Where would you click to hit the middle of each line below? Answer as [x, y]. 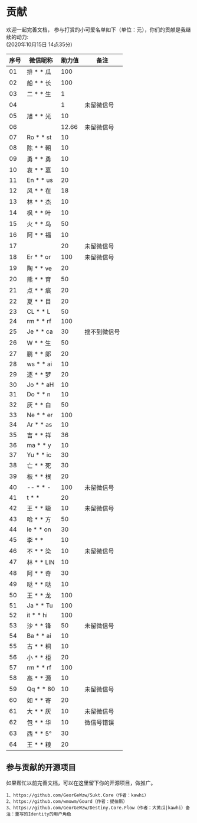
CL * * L [39, 311]
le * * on [39, 529]
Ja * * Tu [40, 605]
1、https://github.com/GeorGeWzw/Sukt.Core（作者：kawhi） [78, 795]
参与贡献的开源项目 [41, 768]
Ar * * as [40, 424]
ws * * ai [40, 364]
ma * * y [39, 445]
